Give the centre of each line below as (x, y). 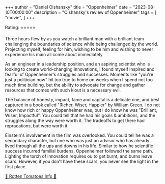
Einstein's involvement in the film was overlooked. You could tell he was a (79, 135)
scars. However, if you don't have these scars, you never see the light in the (82, 161)
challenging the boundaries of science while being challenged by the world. (82, 44)
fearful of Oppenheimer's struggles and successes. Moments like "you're (79, 74)
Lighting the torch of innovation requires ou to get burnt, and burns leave (79, 156)
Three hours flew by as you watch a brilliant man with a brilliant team (75, 39)
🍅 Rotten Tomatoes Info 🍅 (31, 176)
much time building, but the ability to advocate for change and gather (75, 85)
